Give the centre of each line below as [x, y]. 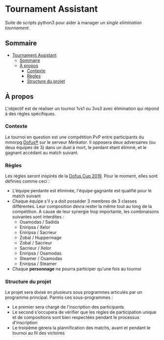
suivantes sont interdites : [38, 217]
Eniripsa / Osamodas [40, 253]
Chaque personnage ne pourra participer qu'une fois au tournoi [77, 269]
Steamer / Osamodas [41, 259]
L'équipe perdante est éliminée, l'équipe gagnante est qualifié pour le [82, 191]
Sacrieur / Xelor [35, 248]
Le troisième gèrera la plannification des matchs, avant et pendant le [81, 328]
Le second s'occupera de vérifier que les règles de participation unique [84, 312]
